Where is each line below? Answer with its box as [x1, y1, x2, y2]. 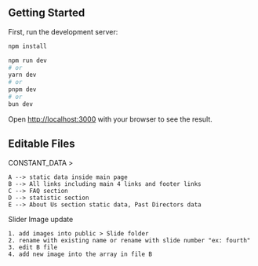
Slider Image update [8, 214, 74, 224]
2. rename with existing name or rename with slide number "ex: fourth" [8, 236, 251, 244]
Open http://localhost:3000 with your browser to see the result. [8, 114, 213, 124]
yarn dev [8, 71, 37, 79]
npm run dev [8, 56, 47, 64]
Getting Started [8, 6, 85, 20]
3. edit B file [8, 243, 58, 251]
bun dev [8, 100, 34, 108]
